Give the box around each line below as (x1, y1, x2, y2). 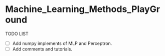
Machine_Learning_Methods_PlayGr (5, 3, 160, 15)
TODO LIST (5, 30, 29, 36)
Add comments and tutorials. (12, 46, 73, 52)
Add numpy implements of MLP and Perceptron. (12, 40, 112, 46)
